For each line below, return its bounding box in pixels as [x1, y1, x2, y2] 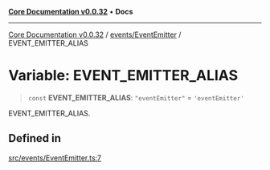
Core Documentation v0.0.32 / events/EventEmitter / [8, 30, 182, 39]
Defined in [8, 132, 62, 145]
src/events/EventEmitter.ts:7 [8, 152, 102, 163]
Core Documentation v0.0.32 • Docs [8, 7, 133, 16]
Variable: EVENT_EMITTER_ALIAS [8, 67, 239, 85]
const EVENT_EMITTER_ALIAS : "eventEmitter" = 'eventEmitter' [27, 92, 245, 103]
